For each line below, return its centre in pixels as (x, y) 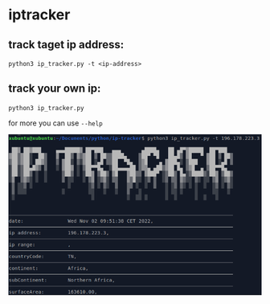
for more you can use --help (55, 123)
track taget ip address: (66, 45)
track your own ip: (55, 89)
